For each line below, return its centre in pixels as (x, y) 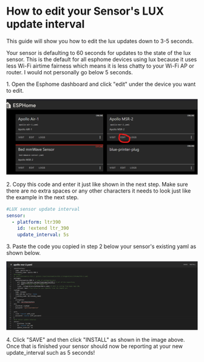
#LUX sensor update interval (43, 209)
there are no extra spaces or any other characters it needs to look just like (99, 191)
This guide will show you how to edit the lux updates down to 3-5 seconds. (100, 41)
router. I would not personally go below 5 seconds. (70, 72)
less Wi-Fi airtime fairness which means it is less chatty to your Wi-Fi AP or (100, 66)
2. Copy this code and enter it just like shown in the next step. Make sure (97, 184)
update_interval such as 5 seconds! (51, 352)
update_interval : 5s (43, 235)
